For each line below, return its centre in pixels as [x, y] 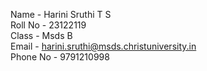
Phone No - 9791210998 [60, 57]
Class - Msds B [41, 35]
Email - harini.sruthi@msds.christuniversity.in [103, 46]
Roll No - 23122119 [48, 25]
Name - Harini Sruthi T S [61, 14]
